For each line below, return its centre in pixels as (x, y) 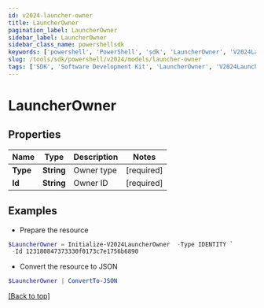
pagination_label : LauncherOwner (63, 30)
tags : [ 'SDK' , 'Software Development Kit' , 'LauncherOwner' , (110, 67)
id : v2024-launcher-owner (50, 15)
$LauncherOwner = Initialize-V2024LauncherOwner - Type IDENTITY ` (121, 244)
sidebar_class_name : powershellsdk (66, 45)
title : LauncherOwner (44, 23)
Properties (35, 135)
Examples (33, 211)
